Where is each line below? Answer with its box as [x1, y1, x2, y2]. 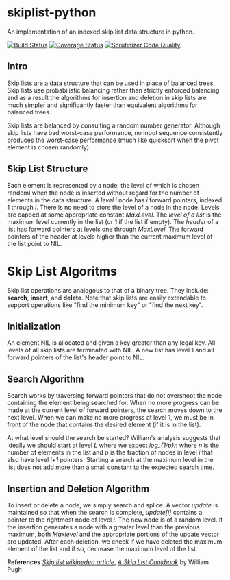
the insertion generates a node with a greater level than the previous [7, 522, 200, 531]
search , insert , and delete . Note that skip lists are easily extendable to [7, 293, 207, 302]
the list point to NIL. [7, 239, 62, 247]
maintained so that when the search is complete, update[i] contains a [7, 508, 203, 516]
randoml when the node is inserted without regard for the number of [7, 189, 200, 197]
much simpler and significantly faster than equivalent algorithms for [7, 101, 198, 109]
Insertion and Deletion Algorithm [7, 483, 150, 494]
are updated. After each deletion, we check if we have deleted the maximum [7, 537, 222, 546]
